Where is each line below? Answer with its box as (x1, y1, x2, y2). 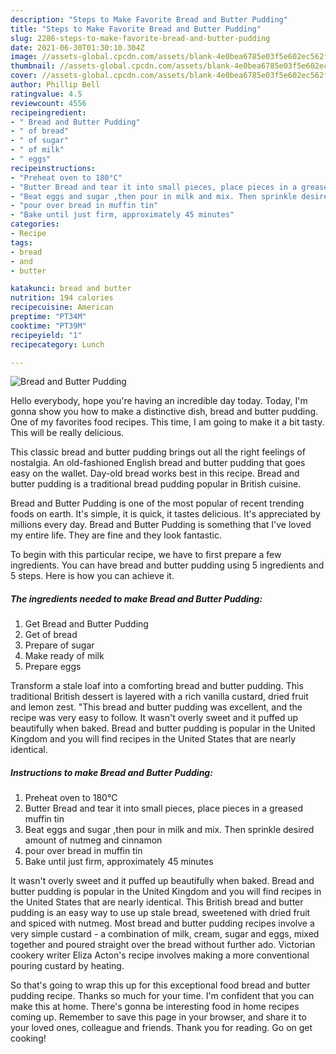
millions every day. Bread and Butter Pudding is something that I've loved (10, 519, 312, 531)
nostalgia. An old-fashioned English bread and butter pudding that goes (10, 457, 306, 469)
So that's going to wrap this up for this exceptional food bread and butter (10, 979, 311, 991)
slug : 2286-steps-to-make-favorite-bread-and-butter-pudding (10, 33, 271, 43)
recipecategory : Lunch (10, 339, 105, 350)
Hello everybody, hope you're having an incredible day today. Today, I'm (10, 395, 308, 407)
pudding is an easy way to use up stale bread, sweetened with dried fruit (10, 907, 311, 919)
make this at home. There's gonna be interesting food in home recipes (10, 1001, 300, 1013)
